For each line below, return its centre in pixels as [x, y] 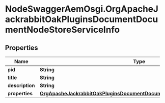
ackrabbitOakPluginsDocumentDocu [82, 19]
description [21, 85]
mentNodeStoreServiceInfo [63, 30]
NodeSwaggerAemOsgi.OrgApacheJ [82, 9]
